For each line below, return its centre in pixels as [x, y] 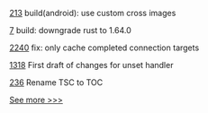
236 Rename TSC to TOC [56, 83]
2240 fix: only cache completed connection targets [104, 48]
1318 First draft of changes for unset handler [91, 65]
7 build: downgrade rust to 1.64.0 [71, 30]
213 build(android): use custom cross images [93, 13]
